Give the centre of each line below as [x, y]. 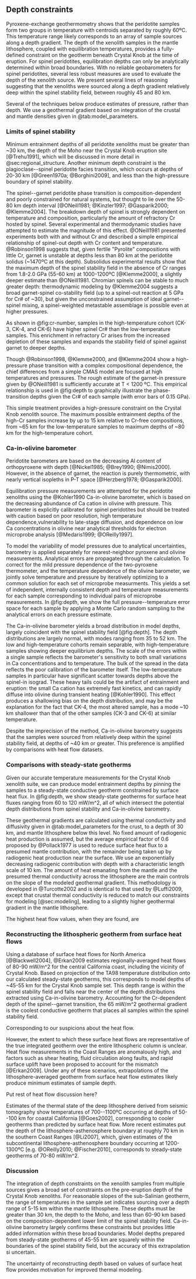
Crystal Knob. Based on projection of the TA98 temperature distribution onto [98, 973]
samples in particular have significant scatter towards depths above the [92, 676]
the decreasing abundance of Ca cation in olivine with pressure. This [89, 504]
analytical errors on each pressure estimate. [59, 615]
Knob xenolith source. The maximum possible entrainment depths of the [93, 414]
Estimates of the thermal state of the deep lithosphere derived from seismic [97, 1106]
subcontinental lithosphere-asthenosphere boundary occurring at [85, 1143]
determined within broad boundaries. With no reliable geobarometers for [94, 68]
